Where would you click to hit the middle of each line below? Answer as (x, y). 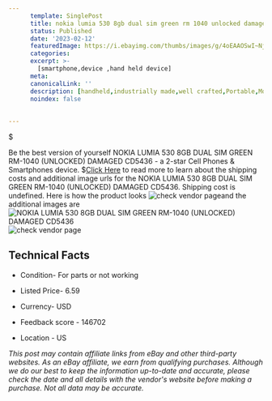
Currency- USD (46, 306)
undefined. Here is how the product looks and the (127, 196)
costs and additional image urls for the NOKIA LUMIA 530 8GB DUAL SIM (130, 178)
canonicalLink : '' (61, 83)
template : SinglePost (66, 16)
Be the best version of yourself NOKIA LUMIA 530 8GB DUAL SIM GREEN (131, 152)
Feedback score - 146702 (63, 322)
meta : (39, 76)
